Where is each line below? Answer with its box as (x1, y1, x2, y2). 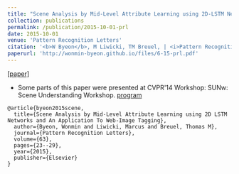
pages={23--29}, (14, 141, 62, 149)
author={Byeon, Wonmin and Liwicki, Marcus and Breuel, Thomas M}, (14, 123, 218, 130)
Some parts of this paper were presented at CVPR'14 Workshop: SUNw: (17, 83, 228, 92)
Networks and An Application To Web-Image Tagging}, (7, 116, 167, 124)
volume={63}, (14, 136, 53, 143)
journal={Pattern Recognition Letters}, (14, 129, 135, 136)
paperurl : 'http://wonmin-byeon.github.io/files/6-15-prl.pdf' (7, 50, 199, 58)
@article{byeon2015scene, (7, 104, 84, 112)
